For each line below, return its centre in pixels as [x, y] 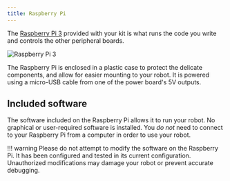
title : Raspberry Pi [37, 13]
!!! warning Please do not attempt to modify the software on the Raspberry [113, 149]
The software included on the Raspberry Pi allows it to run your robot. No [111, 120]
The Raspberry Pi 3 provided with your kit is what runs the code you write [112, 33]
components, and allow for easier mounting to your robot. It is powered [108, 75]
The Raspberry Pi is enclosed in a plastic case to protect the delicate [105, 67]
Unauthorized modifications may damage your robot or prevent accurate [111, 163]
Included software [47, 104]
